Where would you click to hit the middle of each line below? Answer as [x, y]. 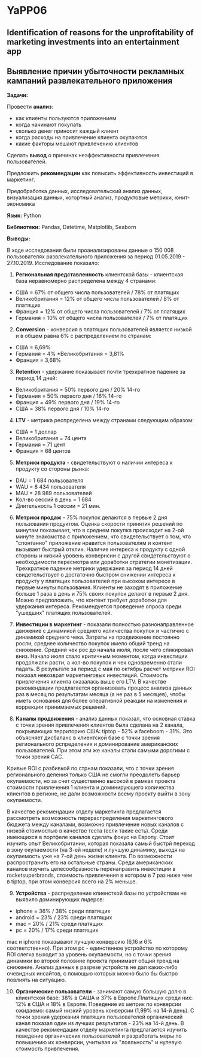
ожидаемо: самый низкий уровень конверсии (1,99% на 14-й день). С [105, 1011]
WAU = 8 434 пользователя [51, 487]
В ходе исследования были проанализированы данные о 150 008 [90, 250]
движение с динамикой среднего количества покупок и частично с [102, 631]
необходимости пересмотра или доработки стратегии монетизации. [104, 562]
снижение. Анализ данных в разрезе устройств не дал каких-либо [92, 967]
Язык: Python [24, 215]
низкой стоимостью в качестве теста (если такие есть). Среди [87, 831]
